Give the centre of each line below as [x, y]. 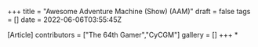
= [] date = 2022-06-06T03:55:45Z [65, 20]
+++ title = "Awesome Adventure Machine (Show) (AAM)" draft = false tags [129, 11]
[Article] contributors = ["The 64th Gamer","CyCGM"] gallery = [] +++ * [123, 35]
